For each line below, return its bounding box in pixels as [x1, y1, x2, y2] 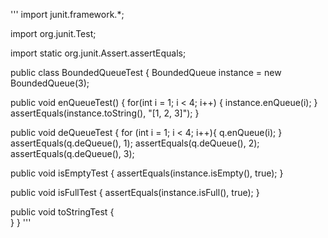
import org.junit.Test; [10, 28, 97, 39]
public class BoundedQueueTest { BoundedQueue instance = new [10, 67, 282, 78]
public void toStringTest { [10, 206, 115, 218]
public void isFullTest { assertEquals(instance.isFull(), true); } [10, 187, 260, 198]
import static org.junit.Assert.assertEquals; [10, 47, 187, 59]
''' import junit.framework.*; [10, 9, 125, 20]
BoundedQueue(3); [10, 77, 90, 89]
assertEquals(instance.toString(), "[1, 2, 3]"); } [10, 107, 200, 119]
